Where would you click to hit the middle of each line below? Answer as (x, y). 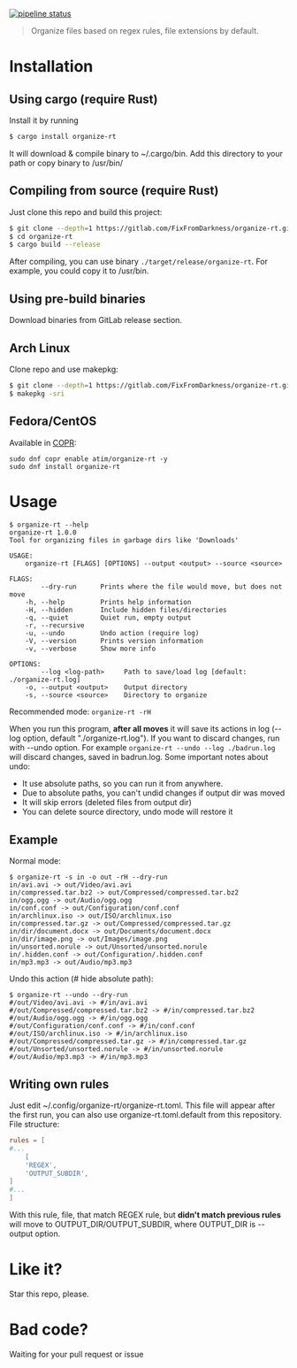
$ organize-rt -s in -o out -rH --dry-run (88, 877)
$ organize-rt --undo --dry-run (69, 995)
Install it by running (44, 120)
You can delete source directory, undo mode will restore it (127, 812)
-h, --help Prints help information (108, 603)
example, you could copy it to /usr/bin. (79, 271)
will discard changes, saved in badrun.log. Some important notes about (139, 757)
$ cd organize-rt (41, 236)
